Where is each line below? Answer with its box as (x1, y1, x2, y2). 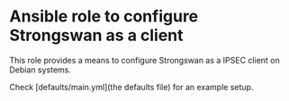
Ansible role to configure (9, 6, 199, 27)
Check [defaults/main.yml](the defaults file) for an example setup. (9, 81, 254, 92)
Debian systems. (9, 64, 72, 75)
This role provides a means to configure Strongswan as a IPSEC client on (9, 55, 281, 65)
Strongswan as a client (9, 25, 184, 46)
